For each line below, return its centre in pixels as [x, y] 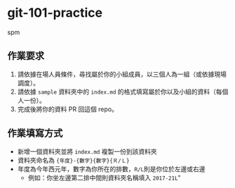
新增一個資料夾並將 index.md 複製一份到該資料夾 [87, 151]
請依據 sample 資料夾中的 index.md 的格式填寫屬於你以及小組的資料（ [116, 92]
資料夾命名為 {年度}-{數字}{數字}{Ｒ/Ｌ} [73, 160]
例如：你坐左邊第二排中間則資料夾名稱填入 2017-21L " [104, 178]
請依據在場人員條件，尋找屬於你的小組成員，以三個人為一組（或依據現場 [122, 74]
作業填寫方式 [35, 133]
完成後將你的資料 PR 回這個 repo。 [67, 109]
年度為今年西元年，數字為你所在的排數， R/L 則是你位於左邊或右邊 [111, 168]
